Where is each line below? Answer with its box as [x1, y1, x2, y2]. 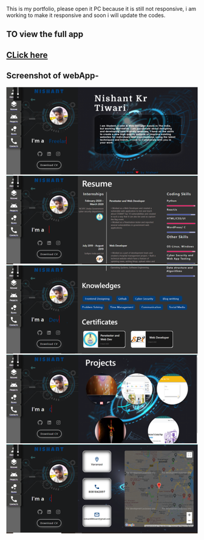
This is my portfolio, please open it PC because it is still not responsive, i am [6, 5, 196, 12]
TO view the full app [6, 29, 84, 40]
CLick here [6, 50, 48, 60]
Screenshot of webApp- [6, 71, 99, 81]
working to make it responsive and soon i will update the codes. [6, 12, 166, 19]
